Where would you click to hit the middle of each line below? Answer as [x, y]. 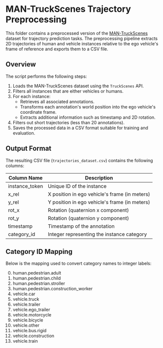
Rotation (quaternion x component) [89, 210]
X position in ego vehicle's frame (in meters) [99, 194]
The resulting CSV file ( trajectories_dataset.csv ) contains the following [79, 160]
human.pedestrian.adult [37, 273]
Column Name [26, 177]
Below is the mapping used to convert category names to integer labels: [79, 263]
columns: [15, 166]
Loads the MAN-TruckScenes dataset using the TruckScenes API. [78, 86]
